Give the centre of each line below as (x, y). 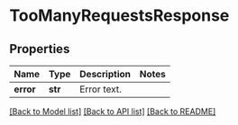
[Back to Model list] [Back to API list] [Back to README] (113, 112)
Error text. (101, 89)
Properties (40, 49)
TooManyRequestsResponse (119, 16)
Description (105, 74)
